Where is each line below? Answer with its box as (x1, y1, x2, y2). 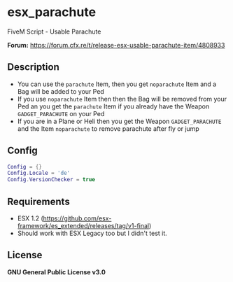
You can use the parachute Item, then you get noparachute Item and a (17, 80, 217, 88)
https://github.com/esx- (43, 214, 112, 223)
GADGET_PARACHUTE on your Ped (17, 109, 105, 118)
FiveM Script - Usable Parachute (7, 27, 101, 36)
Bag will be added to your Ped (17, 87, 105, 95)
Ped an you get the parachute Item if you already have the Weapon (17, 102, 210, 111)
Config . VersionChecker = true (7, 176, 96, 183)
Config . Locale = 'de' (7, 169, 71, 177)
